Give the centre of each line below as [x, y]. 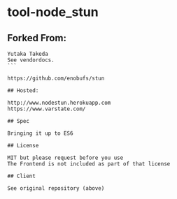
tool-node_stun [53, 12]
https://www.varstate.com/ [47, 109]
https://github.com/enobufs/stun [56, 78]
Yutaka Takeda [28, 54]
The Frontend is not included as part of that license [89, 164]
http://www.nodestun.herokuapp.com [59, 103]
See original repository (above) [56, 189]
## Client [22, 176]
